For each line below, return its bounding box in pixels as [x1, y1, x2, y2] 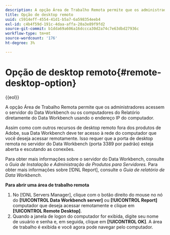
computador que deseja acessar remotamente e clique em [12, 202, 135, 208]
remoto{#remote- [86, 66, 162, 78]
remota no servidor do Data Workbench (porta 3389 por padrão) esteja [5, 140, 154, 147]
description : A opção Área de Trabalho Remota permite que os [5, 7, 139, 13]
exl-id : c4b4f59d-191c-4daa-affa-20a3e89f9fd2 [5, 21, 105, 27]
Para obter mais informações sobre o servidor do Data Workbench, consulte [5, 155, 164, 162]
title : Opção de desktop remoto [5, 12, 73, 17]
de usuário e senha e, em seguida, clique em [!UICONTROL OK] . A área [12, 218, 162, 224]
